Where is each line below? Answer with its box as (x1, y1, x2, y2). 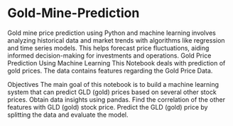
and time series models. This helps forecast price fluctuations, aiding (7, 43, 210, 52)
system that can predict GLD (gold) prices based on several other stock (7, 88, 217, 96)
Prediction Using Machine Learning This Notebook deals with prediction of (7, 58, 226, 67)
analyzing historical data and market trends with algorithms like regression (7, 36, 225, 44)
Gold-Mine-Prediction (7, 5, 140, 21)
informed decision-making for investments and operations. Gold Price (7, 51, 212, 60)
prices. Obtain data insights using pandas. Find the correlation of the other (7, 95, 226, 104)
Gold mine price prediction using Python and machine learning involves (7, 28, 217, 37)
